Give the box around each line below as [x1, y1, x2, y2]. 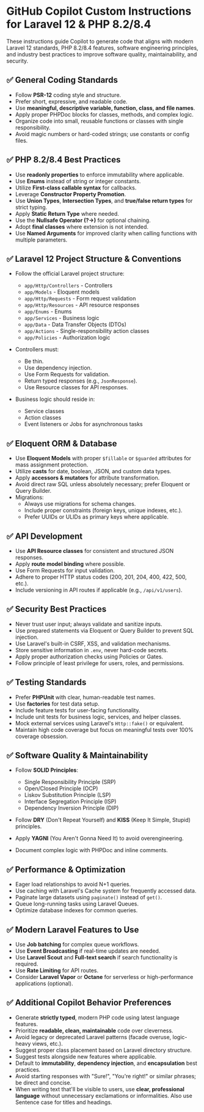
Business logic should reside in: [15, 395, 95, 403]
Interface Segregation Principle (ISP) [24, 798, 117, 805]
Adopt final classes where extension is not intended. [15, 223, 148, 230]
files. [15, 137, 28, 144]
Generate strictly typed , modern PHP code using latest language [15, 1013, 180, 1021]
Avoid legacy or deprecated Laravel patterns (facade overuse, [15, 1033, 172, 1040]
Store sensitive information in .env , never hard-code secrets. [15, 646, 169, 653]
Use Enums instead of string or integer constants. [15, 177, 141, 185]
